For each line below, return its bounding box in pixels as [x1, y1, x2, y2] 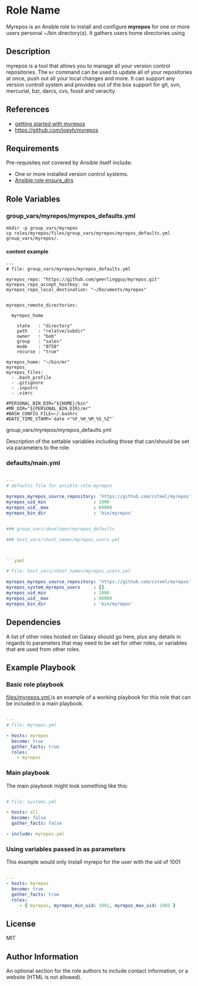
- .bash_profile [11, 375, 51, 381]
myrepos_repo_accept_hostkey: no [6, 282, 89, 288]
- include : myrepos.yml [6, 831, 65, 837]
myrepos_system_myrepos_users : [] [6, 584, 105, 591]
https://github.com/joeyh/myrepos [14, 126, 99, 134]
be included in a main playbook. [6, 700, 84, 707]
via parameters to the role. [6, 444, 71, 451]
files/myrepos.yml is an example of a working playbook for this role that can [6, 694, 191, 701]
